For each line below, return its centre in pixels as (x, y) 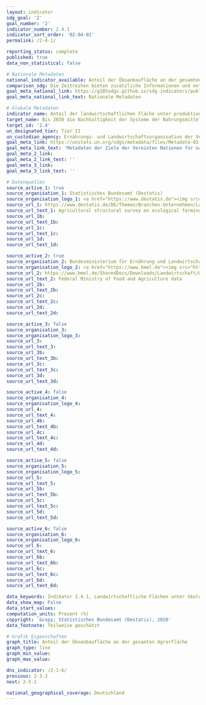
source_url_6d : (26, 580)
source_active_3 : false (37, 324)
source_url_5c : (26, 501)
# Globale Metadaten (33, 108)
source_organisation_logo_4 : (44, 404)
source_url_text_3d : (33, 381)
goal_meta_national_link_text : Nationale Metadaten (74, 97)
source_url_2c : (26, 296)
